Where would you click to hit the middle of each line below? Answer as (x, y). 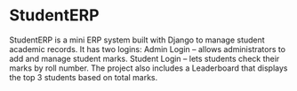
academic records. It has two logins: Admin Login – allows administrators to (148, 49)
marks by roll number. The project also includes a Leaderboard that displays (148, 68)
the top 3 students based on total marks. (84, 77)
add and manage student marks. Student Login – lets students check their (144, 58)
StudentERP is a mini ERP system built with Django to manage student (137, 40)
